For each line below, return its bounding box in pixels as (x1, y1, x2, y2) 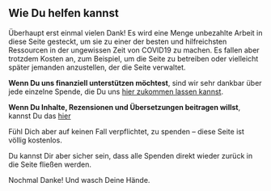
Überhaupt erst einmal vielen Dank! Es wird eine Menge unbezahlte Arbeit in (8, 28, 263, 37)
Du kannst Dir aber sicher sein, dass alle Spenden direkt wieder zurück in (8, 151, 253, 160)
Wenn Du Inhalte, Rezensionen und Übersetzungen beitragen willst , (8, 102, 241, 112)
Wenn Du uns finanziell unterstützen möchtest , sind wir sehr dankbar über (8, 78, 262, 87)
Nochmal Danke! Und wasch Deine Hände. (8, 175, 150, 185)
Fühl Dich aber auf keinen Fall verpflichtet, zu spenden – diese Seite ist (8, 126, 245, 136)
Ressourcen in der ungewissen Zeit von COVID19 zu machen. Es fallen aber (8, 45, 260, 55)
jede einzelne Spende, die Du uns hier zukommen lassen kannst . (8, 87, 224, 96)
